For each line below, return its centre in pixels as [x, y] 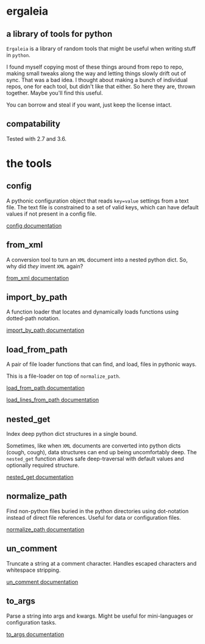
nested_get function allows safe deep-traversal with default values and [95, 459]
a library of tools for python [59, 34]
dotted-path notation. [33, 318]
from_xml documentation [38, 278]
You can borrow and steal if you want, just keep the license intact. [89, 105]
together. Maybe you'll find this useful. [55, 93]
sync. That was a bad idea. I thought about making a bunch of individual [97, 80]
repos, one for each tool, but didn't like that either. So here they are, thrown [101, 86]
